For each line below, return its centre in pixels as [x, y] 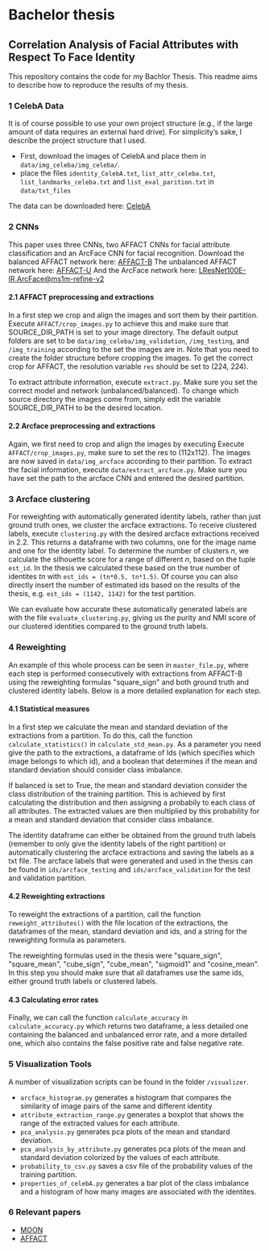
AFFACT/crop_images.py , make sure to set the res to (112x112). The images [130, 452]
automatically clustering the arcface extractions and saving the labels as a [131, 852]
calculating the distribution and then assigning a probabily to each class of [132, 802]
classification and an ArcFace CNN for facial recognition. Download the [126, 253]
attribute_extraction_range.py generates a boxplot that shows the [132, 1114]
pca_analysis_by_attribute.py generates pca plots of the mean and [132, 1149]
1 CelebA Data [36, 106]
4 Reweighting [37, 648]
